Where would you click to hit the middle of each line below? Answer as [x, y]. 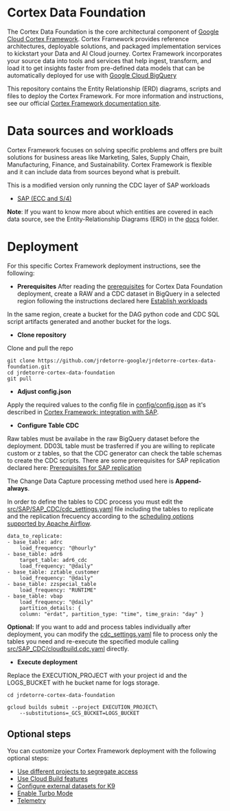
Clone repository [42, 335]
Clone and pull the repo [40, 348]
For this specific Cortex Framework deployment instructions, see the [104, 266]
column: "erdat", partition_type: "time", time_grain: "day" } [112, 614]
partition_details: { [50, 608]
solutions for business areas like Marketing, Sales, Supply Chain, [99, 157]
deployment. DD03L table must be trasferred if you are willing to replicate [111, 446]
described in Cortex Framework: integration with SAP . [83, 412]
